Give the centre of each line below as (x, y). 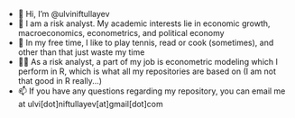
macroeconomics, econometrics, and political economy (121, 33)
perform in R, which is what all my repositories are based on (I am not (147, 71)
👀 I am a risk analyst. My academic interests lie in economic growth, (144, 23)
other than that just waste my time (81, 52)
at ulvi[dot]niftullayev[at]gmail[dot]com (91, 104)
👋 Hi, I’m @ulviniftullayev (64, 14)
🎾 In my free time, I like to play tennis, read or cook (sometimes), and (146, 42)
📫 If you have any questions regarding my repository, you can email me (152, 91)
